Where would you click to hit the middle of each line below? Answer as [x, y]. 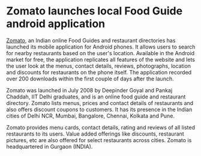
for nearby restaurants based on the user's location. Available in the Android [100, 53]
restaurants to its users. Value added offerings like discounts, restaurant [95, 134]
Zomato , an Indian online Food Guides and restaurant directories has [91, 40]
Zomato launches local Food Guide [94, 11]
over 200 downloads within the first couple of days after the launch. [90, 79]
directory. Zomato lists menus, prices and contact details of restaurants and [100, 103]
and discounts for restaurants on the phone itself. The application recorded [99, 72]
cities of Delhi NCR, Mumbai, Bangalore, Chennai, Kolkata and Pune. [91, 116]
